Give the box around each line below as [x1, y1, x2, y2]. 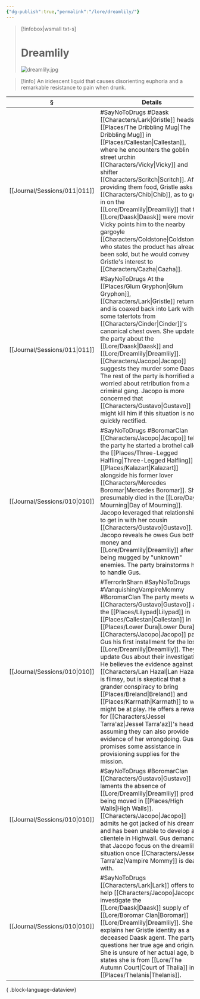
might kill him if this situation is [100, 409, 186, 417]
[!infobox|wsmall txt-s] [20, 25, 77, 32]
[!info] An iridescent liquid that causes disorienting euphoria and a [20, 77, 183, 84]
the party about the [100, 334, 154, 342]
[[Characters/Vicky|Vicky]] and [100, 160, 189, 168]
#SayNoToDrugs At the [100, 274, 164, 283]
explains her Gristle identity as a [100, 926, 190, 934]
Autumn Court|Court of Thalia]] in [100, 963, 195, 972]
